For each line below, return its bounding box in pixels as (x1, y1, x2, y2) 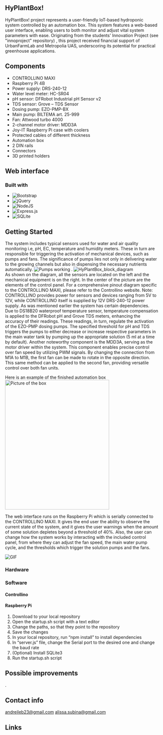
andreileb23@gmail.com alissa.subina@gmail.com (5, 709, 106, 715)
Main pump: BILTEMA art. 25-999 (12, 111, 79, 117)
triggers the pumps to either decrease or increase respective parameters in (5, 329, 156, 335)
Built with (5, 182, 28, 188)
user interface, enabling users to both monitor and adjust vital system (5, 27, 145, 33)
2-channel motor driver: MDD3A (12, 122, 77, 127)
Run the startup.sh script (12, 655, 62, 661)
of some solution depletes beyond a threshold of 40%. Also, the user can (5, 529, 152, 535)
